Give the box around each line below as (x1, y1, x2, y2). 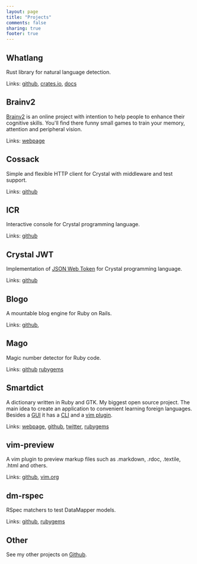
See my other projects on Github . (6, 551, 87, 558)
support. (6, 176, 27, 183)
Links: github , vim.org (6, 473, 59, 481)
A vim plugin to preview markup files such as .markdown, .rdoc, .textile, (6, 455, 181, 463)
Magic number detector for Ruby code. (6, 354, 101, 361)
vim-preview (6, 440, 55, 450)
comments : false (6, 20, 46, 26)
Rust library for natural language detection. (6, 68, 111, 75)
